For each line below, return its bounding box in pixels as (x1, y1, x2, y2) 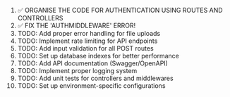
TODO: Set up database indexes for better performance (17, 52, 180, 60)
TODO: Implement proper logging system (17, 67, 138, 75)
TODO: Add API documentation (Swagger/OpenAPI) (17, 59, 168, 67)
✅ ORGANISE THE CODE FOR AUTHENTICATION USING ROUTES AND (17, 6, 224, 14)
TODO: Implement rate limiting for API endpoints (17, 37, 158, 45)
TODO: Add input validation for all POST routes (17, 44, 154, 52)
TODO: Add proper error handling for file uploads (17, 30, 161, 37)
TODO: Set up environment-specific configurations (17, 82, 166, 90)
